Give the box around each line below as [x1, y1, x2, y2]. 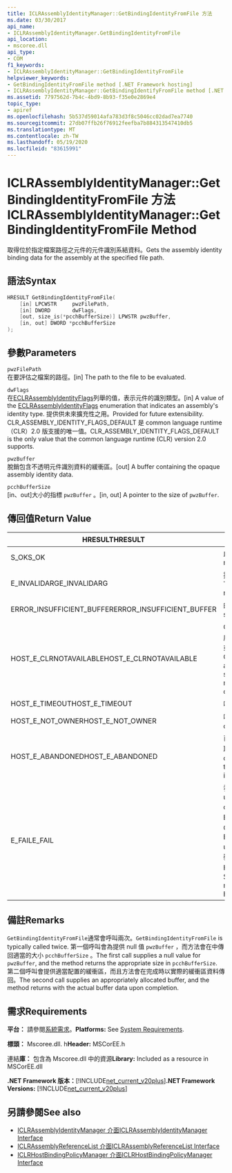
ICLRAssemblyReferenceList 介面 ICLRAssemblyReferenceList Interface [17, 1142, 220, 1150]
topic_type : [7, 100, 41, 107]
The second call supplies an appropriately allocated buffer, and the [19, 976, 210, 984]
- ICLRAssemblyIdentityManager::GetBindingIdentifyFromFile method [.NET [7, 87, 224, 94]
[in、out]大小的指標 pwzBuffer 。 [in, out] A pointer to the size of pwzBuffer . [7, 490, 220, 499]
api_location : [7, 36, 48, 43]
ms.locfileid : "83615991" [7, 145, 81, 152]
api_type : [7, 49, 36, 56]
